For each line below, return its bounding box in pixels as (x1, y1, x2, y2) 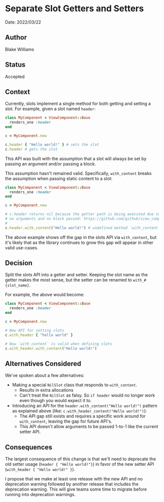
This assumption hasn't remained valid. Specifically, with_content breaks (5, 170, 152, 176)
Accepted (5, 73, 25, 79)
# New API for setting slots (5, 328, 64, 333)
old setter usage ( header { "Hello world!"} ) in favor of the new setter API (5, 461, 155, 467)
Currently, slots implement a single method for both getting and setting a (5, 101, 151, 107)
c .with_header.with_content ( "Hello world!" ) (5, 346, 97, 351)
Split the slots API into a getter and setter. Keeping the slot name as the (5, 272, 148, 278)
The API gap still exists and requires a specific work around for (19, 413, 146, 419)
